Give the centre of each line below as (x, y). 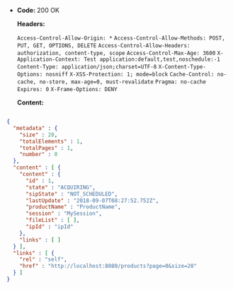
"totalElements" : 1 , (51, 141)
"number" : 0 (39, 155)
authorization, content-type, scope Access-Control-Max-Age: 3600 (116, 53)
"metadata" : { (35, 128)
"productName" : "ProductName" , (73, 207)
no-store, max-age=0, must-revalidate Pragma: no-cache (123, 82)
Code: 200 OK (38, 10)
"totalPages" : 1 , (46, 148)
